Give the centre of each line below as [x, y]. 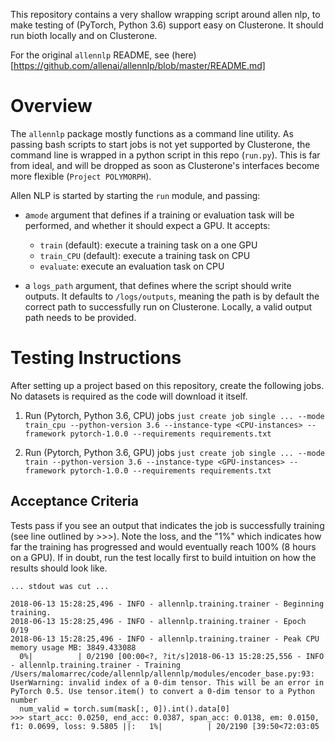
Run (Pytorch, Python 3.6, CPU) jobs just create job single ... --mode [174, 415]
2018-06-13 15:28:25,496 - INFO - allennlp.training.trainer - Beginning [167, 604]
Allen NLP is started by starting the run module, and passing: [135, 195]
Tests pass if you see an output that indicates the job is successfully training [167, 525]
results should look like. [59, 568]
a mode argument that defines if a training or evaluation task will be [159, 215]
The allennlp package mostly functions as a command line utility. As [152, 133]
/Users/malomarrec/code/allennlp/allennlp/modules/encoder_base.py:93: [162, 674]
